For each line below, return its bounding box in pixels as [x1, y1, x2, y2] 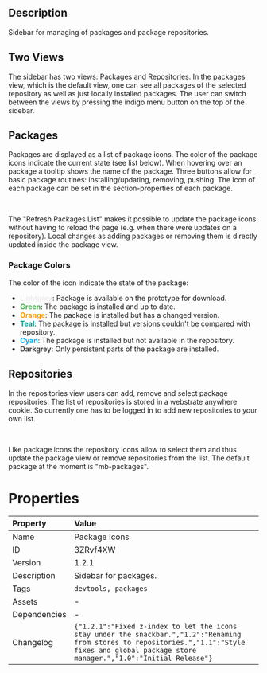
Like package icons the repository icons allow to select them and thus [8, 444, 237, 454]
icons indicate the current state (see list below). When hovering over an [8, 158, 242, 168]
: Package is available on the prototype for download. [52, 293, 227, 303]
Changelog [12, 637, 54, 648]
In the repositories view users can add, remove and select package [8, 388, 228, 397]
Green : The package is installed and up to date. [19, 302, 176, 311]
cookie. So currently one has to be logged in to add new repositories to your [8, 405, 257, 415]
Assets [12, 597, 38, 608]
